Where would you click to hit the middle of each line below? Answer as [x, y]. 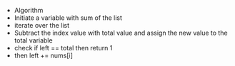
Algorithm [29, 10]
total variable [33, 40]
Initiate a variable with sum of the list [68, 18]
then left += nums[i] [44, 55]
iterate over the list [42, 25]
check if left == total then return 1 [63, 48]
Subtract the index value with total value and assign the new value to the [121, 33]
